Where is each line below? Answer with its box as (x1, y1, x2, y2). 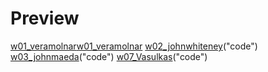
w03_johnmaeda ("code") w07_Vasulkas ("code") (10, 50, 208, 62)
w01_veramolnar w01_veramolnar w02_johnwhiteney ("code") (10, 40, 258, 52)
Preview (10, 7, 80, 30)
